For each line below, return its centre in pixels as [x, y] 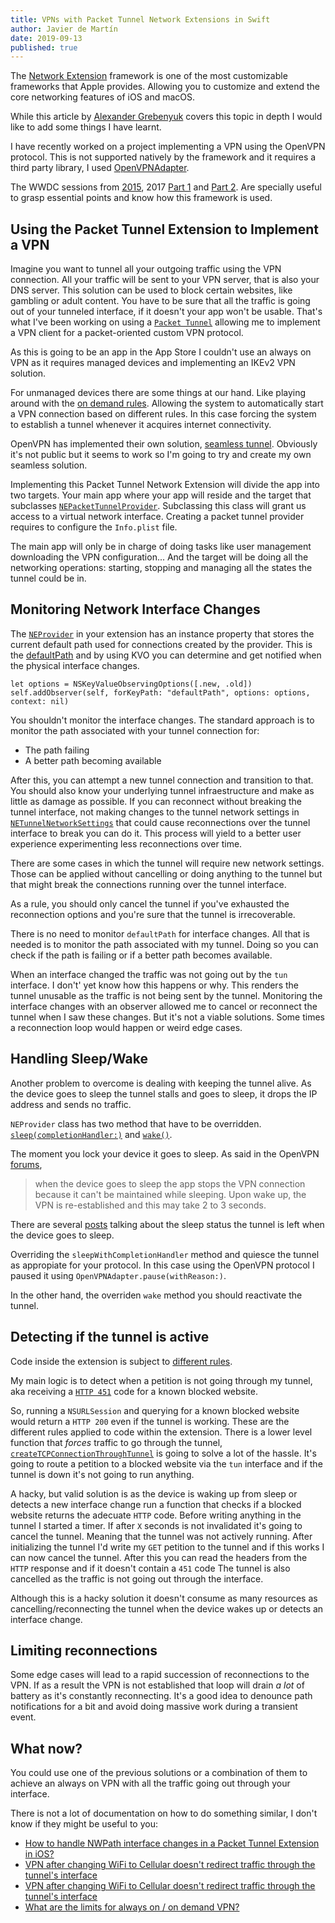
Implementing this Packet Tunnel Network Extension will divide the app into [165, 485]
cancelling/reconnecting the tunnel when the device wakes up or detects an [167, 1608]
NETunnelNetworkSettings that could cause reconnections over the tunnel [160, 822]
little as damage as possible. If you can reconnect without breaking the [156, 801]
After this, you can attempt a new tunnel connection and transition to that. [162, 780]
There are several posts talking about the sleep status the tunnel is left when [167, 1224]
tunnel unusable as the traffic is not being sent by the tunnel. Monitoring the [166, 995]
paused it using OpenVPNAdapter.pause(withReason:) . [118, 1275]
